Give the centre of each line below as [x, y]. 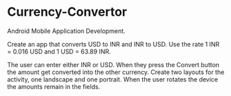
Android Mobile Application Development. [66, 31]
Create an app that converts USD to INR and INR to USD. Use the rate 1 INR [113, 44]
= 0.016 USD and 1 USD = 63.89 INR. [59, 51]
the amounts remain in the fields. [54, 86]
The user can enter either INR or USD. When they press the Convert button [113, 64]
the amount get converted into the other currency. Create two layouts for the [116, 72]
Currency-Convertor [67, 12]
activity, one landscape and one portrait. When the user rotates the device [113, 79]
